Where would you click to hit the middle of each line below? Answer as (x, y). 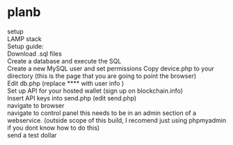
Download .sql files (35, 54)
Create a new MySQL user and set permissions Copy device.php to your (111, 68)
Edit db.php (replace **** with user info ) (66, 83)
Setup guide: (25, 46)
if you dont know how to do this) (54, 128)
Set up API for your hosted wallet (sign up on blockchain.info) (95, 91)
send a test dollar (32, 135)
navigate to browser (36, 105)
